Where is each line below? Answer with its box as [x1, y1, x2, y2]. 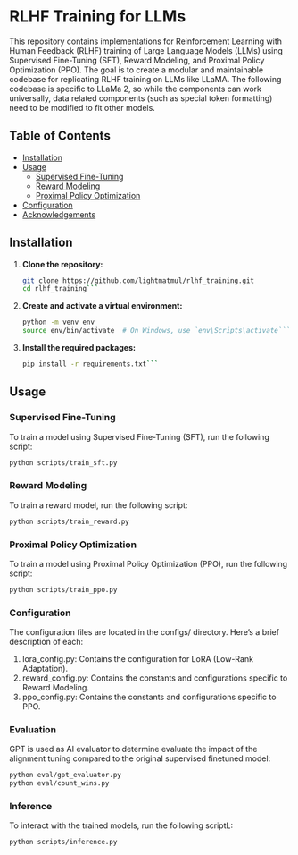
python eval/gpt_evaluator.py [9, 771, 122, 780]
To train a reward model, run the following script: [9, 499, 188, 511]
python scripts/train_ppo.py [9, 585, 118, 594]
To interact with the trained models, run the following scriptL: [9, 820, 234, 831]
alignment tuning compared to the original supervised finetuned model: [9, 753, 271, 764]
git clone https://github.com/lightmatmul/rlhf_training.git [21, 275, 255, 285]
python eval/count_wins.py [9, 779, 110, 788]
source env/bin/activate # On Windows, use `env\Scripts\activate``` [21, 326, 291, 335]
